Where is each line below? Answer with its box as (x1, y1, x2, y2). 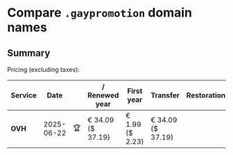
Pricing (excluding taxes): (7, 66, 80, 73)
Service (10, 91, 37, 100)
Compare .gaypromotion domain (7, 5, 193, 21)
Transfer (150, 91, 180, 100)
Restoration (186, 91, 226, 100)
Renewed (87, 91, 119, 100)
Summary (7, 47, 51, 59)
